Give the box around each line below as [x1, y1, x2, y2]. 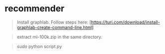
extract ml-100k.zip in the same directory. [16, 34, 102, 40]
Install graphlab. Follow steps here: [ [16, 19, 91, 25]
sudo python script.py [16, 43, 62, 49]
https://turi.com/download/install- [90, 19, 160, 25]
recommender [4, 3, 65, 14]
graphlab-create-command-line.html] [16, 24, 94, 30]
